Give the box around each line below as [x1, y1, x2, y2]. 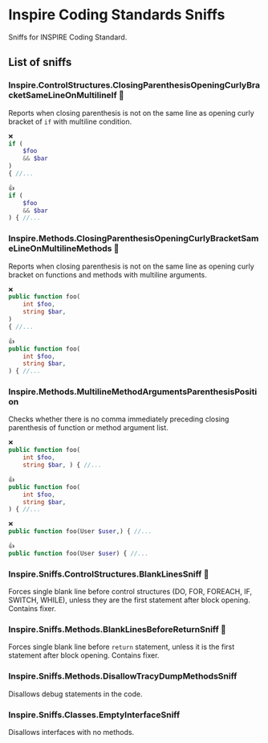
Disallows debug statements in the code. [8, 689, 143, 699]
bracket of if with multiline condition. [8, 117, 132, 126]
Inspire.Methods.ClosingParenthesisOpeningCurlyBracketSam [8, 233, 259, 244]
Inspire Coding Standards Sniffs [8, 6, 225, 24]
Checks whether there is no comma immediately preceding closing [8, 414, 229, 424]
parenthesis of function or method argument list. [8, 423, 169, 433]
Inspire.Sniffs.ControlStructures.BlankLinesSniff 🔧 [8, 569, 209, 580]
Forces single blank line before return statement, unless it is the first [8, 642, 235, 652]
